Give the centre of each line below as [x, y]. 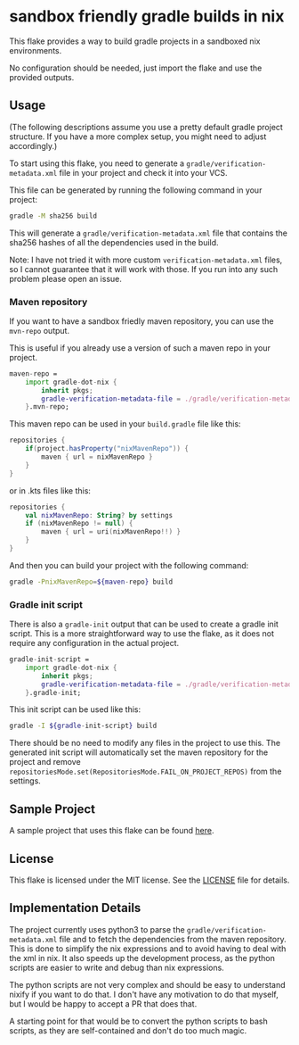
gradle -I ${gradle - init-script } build [83, 726]
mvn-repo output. [39, 330]
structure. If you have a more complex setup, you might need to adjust [138, 137]
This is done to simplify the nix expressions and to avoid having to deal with [148, 949]
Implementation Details [75, 908]
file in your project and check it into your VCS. [144, 172]
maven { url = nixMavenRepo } [97, 457]
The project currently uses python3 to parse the [97, 929]
